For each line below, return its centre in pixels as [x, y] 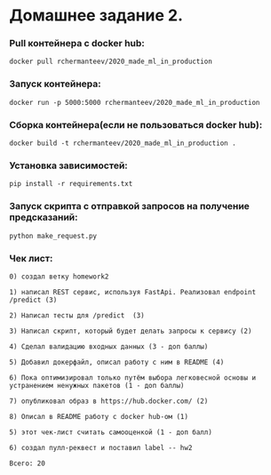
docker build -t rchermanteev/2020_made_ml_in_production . [123, 143]
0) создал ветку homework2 [59, 277]
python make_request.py [53, 236]
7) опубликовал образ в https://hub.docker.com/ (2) [109, 401]
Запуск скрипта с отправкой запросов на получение [130, 206]
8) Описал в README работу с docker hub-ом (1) [99, 416]
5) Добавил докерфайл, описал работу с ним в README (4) [117, 362]
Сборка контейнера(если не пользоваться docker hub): [136, 125]
